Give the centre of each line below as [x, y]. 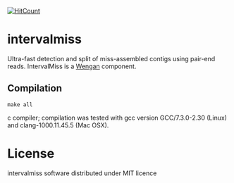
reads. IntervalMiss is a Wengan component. [72, 66]
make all [20, 105]
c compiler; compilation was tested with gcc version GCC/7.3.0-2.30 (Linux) [117, 118]
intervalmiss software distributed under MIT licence [82, 173]
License [31, 153]
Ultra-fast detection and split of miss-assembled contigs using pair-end [111, 58]
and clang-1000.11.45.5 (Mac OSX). [58, 125]
